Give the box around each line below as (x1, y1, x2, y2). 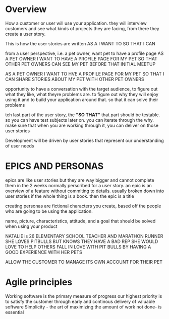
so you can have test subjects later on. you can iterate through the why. (5, 117, 154, 123)
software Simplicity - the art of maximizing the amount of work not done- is (5, 303, 162, 310)
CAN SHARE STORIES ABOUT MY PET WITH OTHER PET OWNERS (5, 76, 144, 82)
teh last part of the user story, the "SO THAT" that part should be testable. (5, 112, 160, 118)
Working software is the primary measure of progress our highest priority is (5, 293, 162, 299)
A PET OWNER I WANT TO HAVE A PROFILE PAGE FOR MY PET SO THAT (5, 55, 157, 61)
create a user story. (5, 31, 46, 37)
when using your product (5, 223, 58, 229)
